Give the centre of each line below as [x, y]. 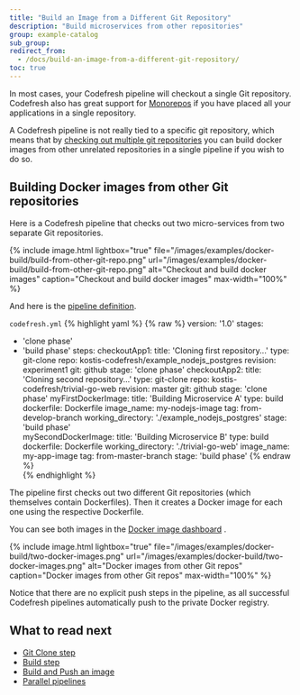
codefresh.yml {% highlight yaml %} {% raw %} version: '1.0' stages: [136, 323]
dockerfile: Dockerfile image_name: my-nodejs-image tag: [130, 407]
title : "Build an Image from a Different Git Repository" [120, 18]
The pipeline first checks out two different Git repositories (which [130, 492]
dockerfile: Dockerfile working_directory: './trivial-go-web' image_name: [156, 446]
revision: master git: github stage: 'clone [193, 389]
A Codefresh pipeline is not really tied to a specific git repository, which [142, 130]
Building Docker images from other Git [119, 187]
